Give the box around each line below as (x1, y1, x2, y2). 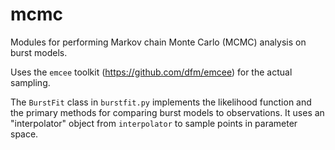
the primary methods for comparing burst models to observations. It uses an (10, 106, 325, 118)
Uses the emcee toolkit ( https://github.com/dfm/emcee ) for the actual (10, 66, 293, 78)
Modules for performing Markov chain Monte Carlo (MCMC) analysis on (10, 36, 307, 48)
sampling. (10, 76, 51, 88)
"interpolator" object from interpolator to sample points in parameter (10, 117, 298, 129)
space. (10, 128, 39, 140)
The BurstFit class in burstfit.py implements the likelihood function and (10, 96, 312, 108)
